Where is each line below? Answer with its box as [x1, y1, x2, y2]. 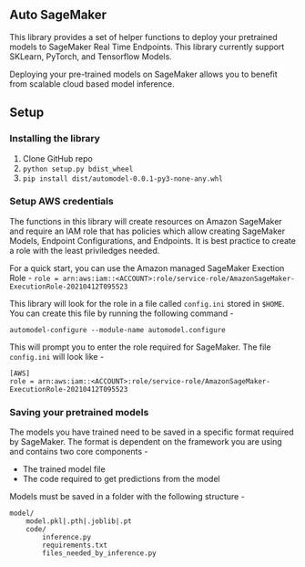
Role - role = [9, 272, 59, 283]
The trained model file [22, 464, 107, 475]
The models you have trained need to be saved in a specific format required [9, 426, 294, 437]
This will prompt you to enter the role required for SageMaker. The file [9, 341, 271, 352]
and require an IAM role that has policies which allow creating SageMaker [9, 226, 285, 236]
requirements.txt [42, 541, 107, 551]
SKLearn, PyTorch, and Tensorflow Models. [9, 50, 173, 62]
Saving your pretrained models [9, 405, 149, 418]
